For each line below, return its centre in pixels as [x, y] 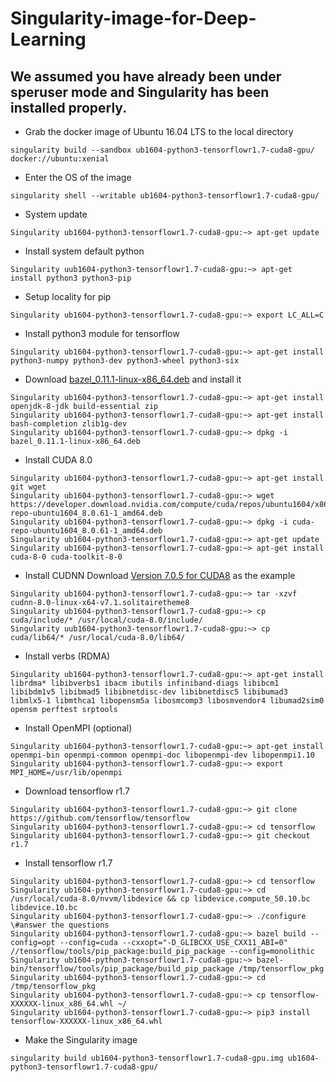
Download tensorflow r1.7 [77, 791]
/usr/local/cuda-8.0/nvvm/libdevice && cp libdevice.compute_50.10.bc [160, 899]
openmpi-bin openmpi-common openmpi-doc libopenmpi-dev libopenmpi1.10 [162, 755]
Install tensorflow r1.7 [68, 863]
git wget [28, 487]
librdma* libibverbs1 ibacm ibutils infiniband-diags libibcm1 [145, 683]
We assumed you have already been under [146, 76]
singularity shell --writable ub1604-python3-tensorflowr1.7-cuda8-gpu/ [165, 196]
